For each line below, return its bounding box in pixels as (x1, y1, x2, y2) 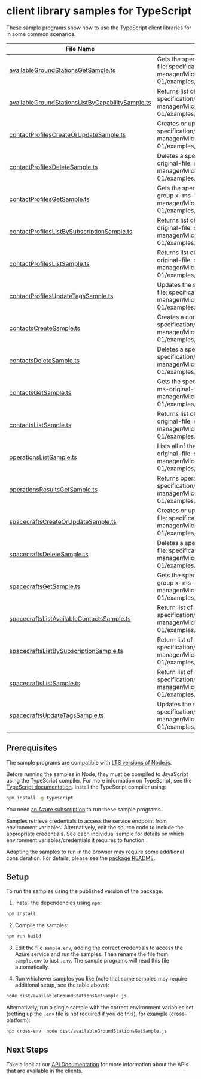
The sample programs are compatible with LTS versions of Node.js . (6, 759, 172, 766)
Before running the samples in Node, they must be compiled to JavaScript (6, 770, 188, 778)
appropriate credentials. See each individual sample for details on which (6, 830, 184, 837)
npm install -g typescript (6, 795, 74, 801)
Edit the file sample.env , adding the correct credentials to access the (14, 944, 184, 952)
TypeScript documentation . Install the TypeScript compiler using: (6, 783, 166, 790)
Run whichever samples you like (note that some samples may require (14, 975, 188, 982)
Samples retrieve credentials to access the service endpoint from (6, 817, 167, 825)
